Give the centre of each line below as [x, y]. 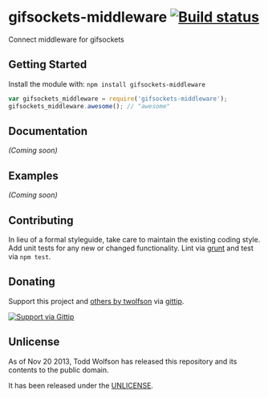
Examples [33, 175]
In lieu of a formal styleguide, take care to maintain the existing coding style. [134, 239]
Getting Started [48, 65]
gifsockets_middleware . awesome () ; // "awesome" [89, 106]
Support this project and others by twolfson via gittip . [96, 301]
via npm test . [30, 256]
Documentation [48, 131]
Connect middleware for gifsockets [66, 39]
